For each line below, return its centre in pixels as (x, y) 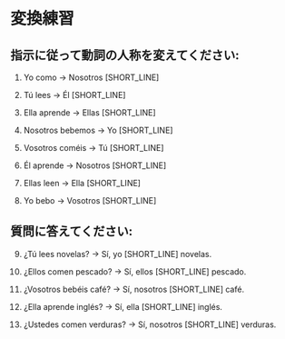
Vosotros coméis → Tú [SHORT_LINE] (93, 148)
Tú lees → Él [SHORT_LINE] (74, 95)
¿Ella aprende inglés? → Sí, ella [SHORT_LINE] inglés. (123, 306)
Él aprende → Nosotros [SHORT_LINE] (95, 165)
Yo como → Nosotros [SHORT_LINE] (91, 77)
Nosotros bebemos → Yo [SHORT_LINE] (98, 130)
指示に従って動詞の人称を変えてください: (125, 55)
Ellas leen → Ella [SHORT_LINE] (82, 183)
